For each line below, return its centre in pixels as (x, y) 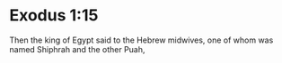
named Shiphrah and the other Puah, (77, 49)
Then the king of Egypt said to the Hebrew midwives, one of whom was (141, 40)
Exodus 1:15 (54, 16)
